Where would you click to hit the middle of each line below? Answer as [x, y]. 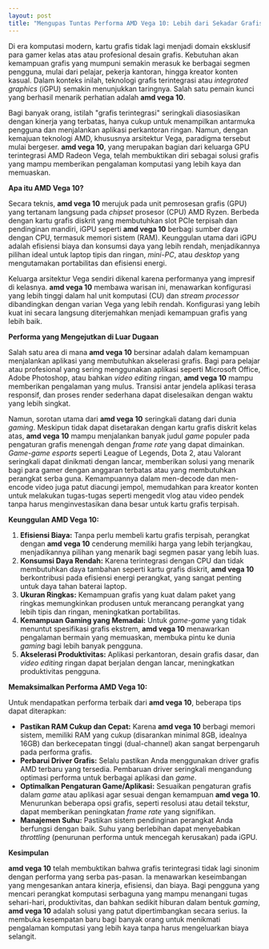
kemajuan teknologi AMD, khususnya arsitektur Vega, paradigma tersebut [129, 138]
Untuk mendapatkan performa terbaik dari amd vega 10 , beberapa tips [125, 702]
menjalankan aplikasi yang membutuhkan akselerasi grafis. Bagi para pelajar [134, 361]
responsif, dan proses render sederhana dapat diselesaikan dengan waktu [131, 394]
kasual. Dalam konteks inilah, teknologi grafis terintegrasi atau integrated [128, 80]
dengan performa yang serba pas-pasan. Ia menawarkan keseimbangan [128, 876]
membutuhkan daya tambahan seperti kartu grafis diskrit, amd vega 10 [137, 569]
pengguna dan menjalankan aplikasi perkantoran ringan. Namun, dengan [128, 130]
